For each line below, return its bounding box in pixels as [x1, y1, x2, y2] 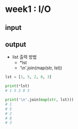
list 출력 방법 [12, 54, 37, 60]
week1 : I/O [5, 3, 51, 15]
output [5, 40, 26, 48]
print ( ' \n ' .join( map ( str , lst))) [5, 97, 74, 103]
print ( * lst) [5, 84, 30, 89]
